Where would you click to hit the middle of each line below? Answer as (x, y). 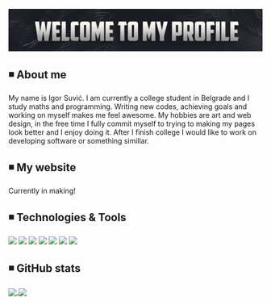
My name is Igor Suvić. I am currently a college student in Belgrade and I (129, 98)
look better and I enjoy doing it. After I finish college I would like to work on (132, 132)
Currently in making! (42, 191)
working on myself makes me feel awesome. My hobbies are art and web (130, 115)
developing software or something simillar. (79, 141)
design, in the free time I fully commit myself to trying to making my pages (132, 124)
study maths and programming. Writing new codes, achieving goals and (128, 107)
